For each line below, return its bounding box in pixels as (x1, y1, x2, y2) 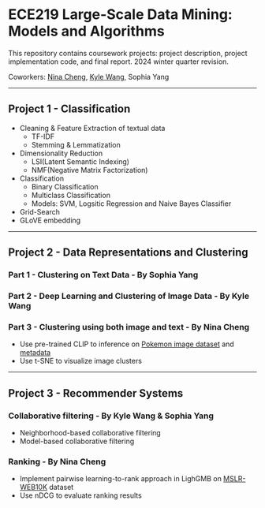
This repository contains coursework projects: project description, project (8, 48, 248, 58)
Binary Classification (31, 181, 99, 191)
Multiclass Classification (31, 190, 110, 200)
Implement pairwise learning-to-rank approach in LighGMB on (19, 474, 222, 484)
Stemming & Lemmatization (31, 140, 121, 149)
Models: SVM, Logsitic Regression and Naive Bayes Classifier (31, 199, 232, 208)
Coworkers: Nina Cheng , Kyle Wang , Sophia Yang (8, 72, 170, 81)
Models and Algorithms (8, 22, 165, 40)
